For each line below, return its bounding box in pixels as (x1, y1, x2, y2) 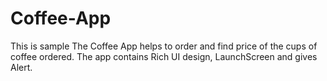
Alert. (10, 61, 33, 73)
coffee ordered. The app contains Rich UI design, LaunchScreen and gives (10, 50, 318, 62)
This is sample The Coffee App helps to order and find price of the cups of (10, 40, 318, 52)
